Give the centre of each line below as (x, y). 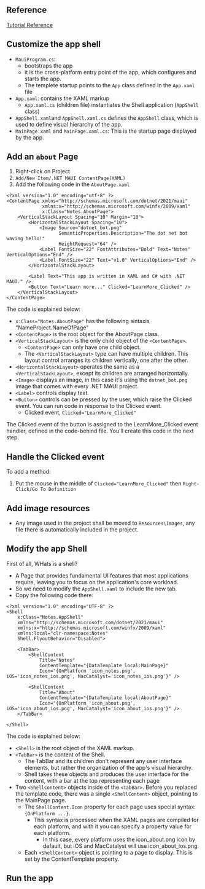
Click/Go (26, 490)
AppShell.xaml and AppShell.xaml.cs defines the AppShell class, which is (106, 118)
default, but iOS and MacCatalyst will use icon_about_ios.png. (121, 846)
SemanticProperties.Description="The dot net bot (123, 233)
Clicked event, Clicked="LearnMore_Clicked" (80, 413)
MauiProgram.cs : (36, 59)
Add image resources (48, 508)
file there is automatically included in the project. (77, 530)
